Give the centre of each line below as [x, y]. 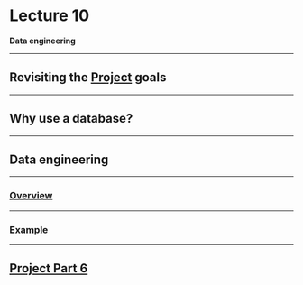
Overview [31, 196]
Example [29, 229]
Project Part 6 [49, 268]
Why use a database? [71, 119]
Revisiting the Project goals [88, 78]
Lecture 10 [50, 16]
